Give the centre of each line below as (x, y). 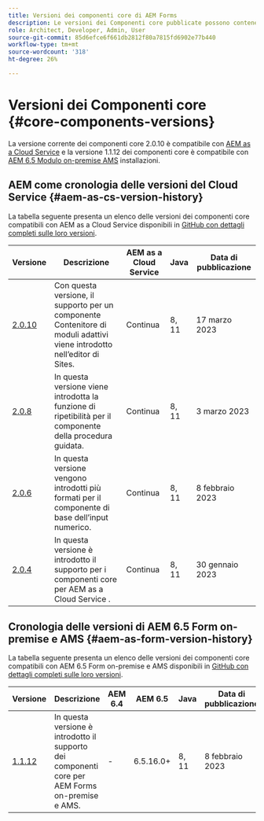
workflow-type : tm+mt (44, 45)
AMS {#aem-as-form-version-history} (156, 639)
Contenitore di (80, 325)
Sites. (64, 364)
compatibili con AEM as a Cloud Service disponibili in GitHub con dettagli (126, 224)
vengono (70, 478)
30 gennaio (217, 565)
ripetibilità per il (82, 416)
